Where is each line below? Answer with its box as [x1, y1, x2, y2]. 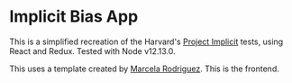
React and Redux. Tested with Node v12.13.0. [9, 45, 176, 56]
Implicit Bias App [9, 6, 139, 27]
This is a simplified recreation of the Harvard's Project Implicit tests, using [9, 36, 284, 47]
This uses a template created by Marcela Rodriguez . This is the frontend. [9, 63, 279, 74]
